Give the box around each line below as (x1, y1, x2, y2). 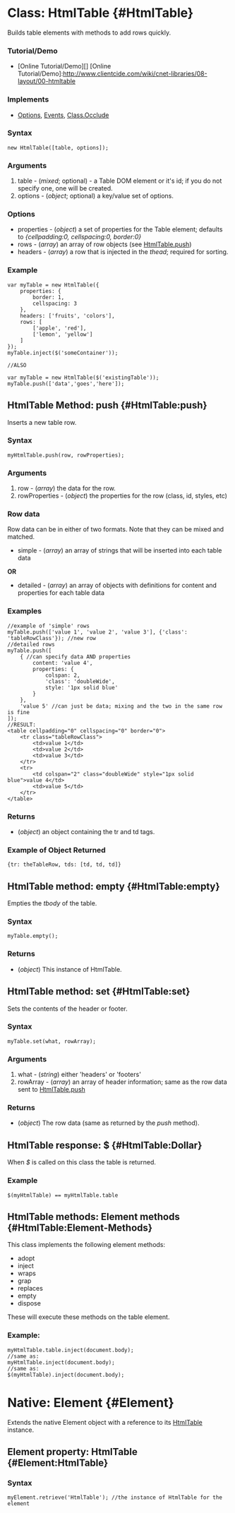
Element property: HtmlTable (7, 1445, 138, 1458)
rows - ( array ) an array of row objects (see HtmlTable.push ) (17, 240, 192, 248)
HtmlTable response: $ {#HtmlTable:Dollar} (7, 1139, 203, 1151)
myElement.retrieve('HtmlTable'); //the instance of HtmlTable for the (7, 1494, 222, 1501)
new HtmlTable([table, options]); (7, 144, 109, 151)
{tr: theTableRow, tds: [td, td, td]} (7, 861, 121, 869)
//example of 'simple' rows (7, 622, 90, 629)
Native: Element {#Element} (7, 1394, 174, 1411)
